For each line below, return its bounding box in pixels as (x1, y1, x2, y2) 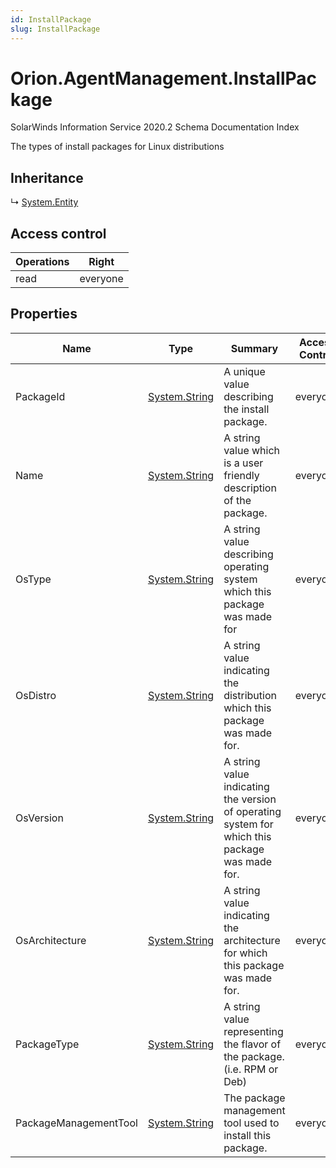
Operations (15, 255, 70, 269)
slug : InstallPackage (10, 24, 101, 34)
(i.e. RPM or (223, 1062, 279, 1076)
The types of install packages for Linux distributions (10, 141, 225, 153)
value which (223, 443, 281, 457)
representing (223, 1024, 284, 1038)
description (223, 481, 277, 495)
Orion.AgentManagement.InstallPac (10, 67, 318, 90)
